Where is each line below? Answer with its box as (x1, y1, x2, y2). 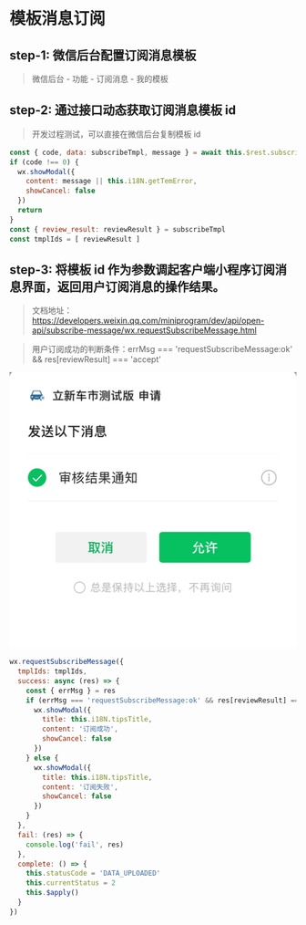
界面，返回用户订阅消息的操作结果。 (21, 279, 225, 295)
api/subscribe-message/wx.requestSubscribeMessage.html (31, 325, 257, 336)
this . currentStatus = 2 (25, 878, 117, 888)
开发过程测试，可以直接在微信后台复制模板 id (31, 129, 201, 140)
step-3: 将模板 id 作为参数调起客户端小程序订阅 (9, 262, 276, 277)
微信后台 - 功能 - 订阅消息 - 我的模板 (31, 74, 168, 84)
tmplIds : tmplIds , (17, 667, 88, 676)
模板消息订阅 (9, 8, 107, 29)
